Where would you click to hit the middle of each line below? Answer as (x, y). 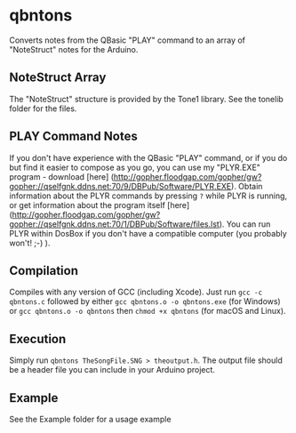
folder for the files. (43, 108)
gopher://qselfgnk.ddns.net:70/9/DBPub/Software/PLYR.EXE (120, 186)
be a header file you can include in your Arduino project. (112, 370)
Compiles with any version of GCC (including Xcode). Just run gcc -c (136, 292)
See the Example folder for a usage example (90, 419)
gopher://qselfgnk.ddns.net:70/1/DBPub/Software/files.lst (114, 224)
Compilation (44, 271)
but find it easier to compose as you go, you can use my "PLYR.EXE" (135, 167)
